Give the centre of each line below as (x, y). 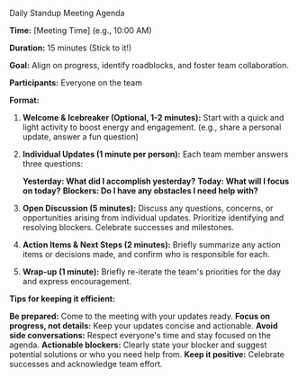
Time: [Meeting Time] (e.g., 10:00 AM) (81, 30)
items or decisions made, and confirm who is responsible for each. (146, 254)
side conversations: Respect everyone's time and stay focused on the (140, 335)
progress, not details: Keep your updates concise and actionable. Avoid (144, 326)
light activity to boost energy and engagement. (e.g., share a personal (152, 127)
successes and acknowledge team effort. (86, 364)
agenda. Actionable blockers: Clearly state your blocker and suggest (138, 345)
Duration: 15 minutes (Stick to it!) (71, 48)
